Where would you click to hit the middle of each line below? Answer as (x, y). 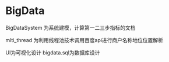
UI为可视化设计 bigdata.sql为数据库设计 (53, 52)
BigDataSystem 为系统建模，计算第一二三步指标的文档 (71, 27)
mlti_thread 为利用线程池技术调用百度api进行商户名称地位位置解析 (85, 40)
